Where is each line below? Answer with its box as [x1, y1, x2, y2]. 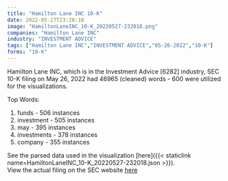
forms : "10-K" [7, 49, 48, 56]
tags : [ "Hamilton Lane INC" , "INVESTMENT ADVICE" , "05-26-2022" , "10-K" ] [7, 42, 214, 49]
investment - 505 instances [16, 116, 95, 124]
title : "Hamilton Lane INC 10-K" [7, 10, 103, 17]
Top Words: [7, 95, 40, 103]
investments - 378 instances [16, 130, 98, 138]
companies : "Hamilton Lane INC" [7, 29, 100, 36]
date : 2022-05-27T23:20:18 [7, 17, 84, 23]
